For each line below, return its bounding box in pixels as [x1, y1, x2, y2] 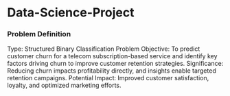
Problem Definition [7, 29, 71, 39]
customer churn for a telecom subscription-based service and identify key [7, 52, 218, 60]
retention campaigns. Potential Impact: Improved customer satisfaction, [7, 74, 209, 82]
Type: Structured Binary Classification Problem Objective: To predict [7, 45, 200, 53]
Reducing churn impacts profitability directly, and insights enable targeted [7, 67, 216, 75]
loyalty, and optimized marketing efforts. [7, 81, 122, 90]
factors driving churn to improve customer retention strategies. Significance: [7, 60, 224, 68]
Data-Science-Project [7, 5, 135, 21]
